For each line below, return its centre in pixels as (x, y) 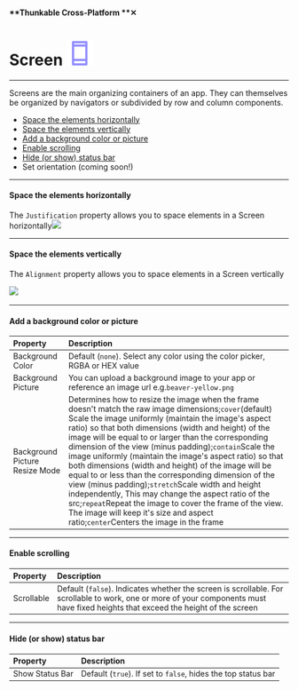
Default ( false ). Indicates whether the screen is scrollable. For (170, 588)
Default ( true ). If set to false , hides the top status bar (178, 674)
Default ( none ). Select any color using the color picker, (167, 356)
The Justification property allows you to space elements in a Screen (137, 215)
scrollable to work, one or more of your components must (162, 598)
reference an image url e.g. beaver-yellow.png (151, 387)
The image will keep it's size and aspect (141, 513)
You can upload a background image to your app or (161, 378)
